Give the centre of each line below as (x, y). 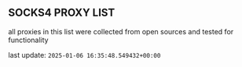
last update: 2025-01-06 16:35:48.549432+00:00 (84, 55)
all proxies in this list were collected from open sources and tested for (121, 31)
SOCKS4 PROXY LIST (62, 13)
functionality (28, 40)
